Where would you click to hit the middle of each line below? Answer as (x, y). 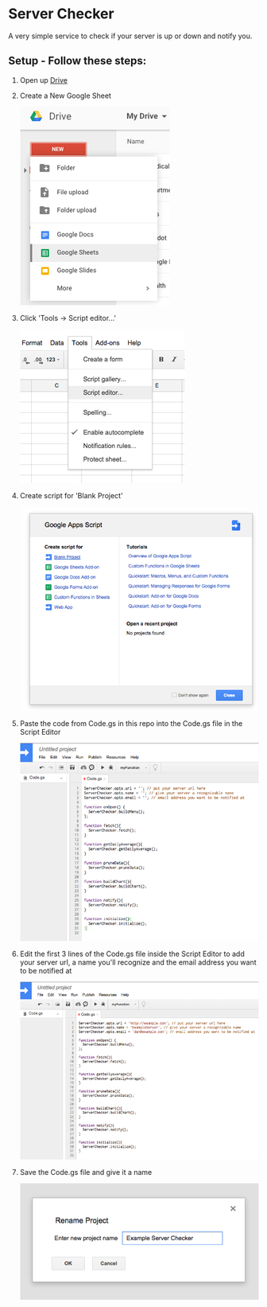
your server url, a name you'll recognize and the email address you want (138, 962)
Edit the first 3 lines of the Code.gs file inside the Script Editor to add (132, 954)
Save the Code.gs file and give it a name (86, 1172)
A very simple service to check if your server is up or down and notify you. (130, 36)
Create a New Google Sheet (65, 96)
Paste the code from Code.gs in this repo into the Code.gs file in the (131, 724)
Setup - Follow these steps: (77, 61)
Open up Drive (43, 80)
